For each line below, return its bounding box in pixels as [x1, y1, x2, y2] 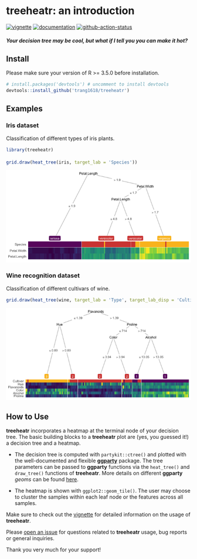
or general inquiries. [6, 535, 55, 542]
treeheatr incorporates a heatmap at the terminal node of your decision [6, 427, 179, 434]
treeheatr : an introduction [6, 4, 135, 18]
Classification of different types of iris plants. [6, 135, 115, 142]
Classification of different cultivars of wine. [6, 285, 110, 292]
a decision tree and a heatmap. [6, 439, 81, 446]
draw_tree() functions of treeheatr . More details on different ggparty [14, 470, 183, 477]
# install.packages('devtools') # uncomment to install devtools [6, 81, 169, 87]
